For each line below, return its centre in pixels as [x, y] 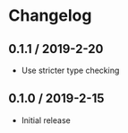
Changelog [50, 16]
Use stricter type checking [70, 70]
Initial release [46, 120]
